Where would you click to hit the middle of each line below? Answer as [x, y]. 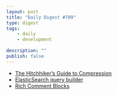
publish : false [25, 56]
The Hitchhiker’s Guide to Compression [63, 73]
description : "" [26, 51]
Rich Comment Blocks [42, 86]
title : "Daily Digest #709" [41, 17]
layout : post [22, 12]
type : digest [22, 23]
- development [34, 39]
